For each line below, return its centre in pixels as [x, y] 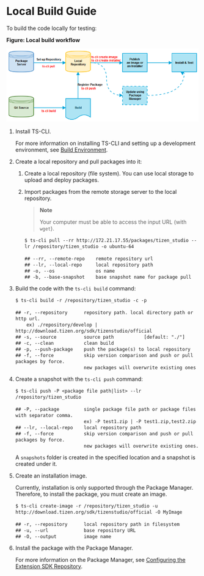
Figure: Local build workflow [43, 40]
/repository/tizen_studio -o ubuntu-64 [83, 246]
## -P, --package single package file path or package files [106, 409]
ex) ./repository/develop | [62, 325]
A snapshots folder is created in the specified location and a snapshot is [105, 457]
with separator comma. [44, 415]
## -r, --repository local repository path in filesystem [97, 524]
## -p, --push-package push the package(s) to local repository [103, 349]
